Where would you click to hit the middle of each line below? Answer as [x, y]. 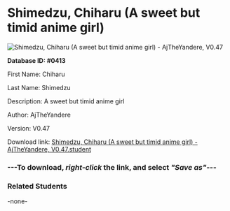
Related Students [38, 186]
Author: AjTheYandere [39, 115]
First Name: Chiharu [36, 74]
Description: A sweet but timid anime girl [66, 101]
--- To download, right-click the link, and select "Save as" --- [112, 167]
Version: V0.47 [29, 128]
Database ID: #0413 [36, 60]
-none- [18, 201]
